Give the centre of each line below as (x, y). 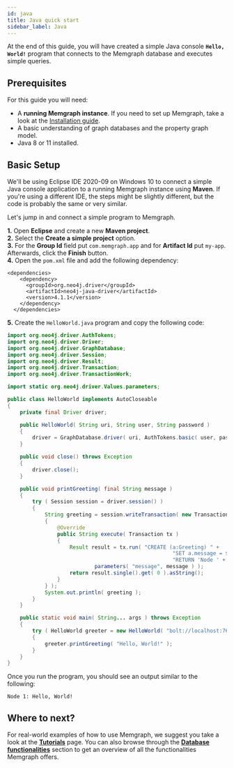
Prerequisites (37, 83)
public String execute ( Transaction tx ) (118, 534)
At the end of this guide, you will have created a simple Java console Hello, (116, 47)
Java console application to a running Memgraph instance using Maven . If (114, 189)
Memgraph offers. (33, 757)
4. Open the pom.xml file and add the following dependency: (93, 260)
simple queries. (29, 61)
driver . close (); (56, 470)
